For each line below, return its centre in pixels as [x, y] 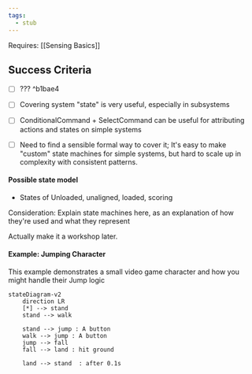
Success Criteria [50, 70]
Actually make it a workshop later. [63, 236]
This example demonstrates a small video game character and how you [124, 272]
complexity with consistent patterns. [78, 161]
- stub [26, 23]
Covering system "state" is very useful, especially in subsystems [124, 105]
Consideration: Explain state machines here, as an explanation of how [121, 213]
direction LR [44, 301]
